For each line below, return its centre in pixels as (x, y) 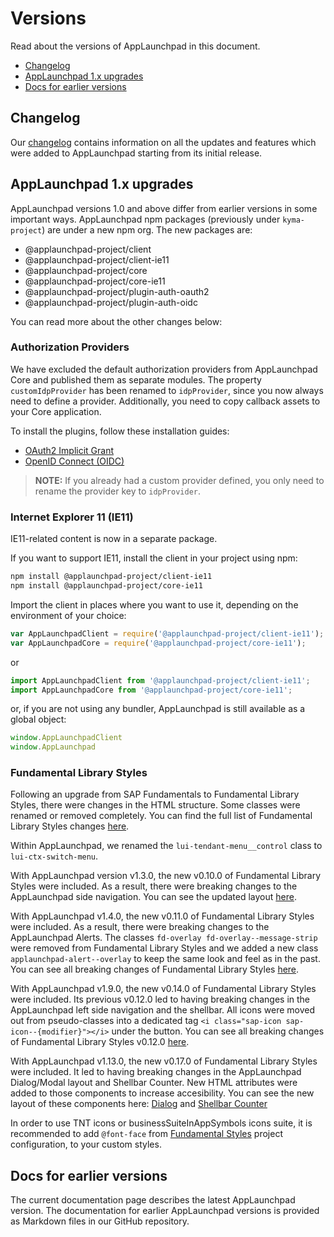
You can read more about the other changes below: (116, 321)
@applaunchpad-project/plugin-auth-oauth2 (117, 291)
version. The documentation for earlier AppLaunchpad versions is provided (165, 1211)
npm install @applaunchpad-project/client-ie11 (111, 577)
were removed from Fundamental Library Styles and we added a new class (164, 948)
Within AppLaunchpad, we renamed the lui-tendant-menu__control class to (166, 846)
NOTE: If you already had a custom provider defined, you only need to (179, 480)
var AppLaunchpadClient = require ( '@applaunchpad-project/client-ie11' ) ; (167, 633)
